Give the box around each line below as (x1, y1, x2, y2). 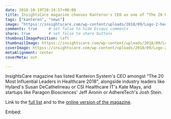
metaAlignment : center (5, 50, 53, 55)
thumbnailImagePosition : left (5, 36, 70, 41)
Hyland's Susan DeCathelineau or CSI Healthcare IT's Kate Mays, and (5, 84, 152, 90)
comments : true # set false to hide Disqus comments (5, 26, 129, 32)
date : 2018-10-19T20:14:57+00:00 (5, 7, 76, 13)
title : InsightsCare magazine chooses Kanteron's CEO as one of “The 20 (5, 12, 163, 17)
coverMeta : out (5, 54, 38, 60)
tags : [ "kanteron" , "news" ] (5, 17, 65, 22)
